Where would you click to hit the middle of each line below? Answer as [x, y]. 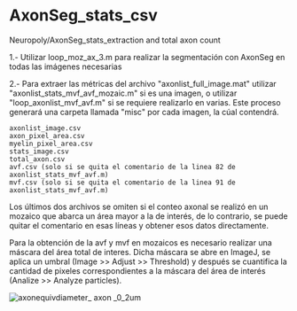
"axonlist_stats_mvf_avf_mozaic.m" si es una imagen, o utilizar [123, 93]
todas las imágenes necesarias [66, 66]
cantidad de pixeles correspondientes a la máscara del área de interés [137, 270]
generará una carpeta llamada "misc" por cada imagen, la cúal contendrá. [144, 112]
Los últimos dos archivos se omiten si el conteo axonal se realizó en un [139, 206]
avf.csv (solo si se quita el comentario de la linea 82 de [123, 167]
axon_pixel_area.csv [47, 136]
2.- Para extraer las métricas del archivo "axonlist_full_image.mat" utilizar [143, 83]
